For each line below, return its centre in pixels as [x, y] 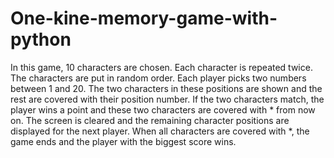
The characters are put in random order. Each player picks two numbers [158, 78]
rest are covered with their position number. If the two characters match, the [167, 99]
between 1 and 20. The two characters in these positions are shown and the [166, 88]
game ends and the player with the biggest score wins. [123, 141]
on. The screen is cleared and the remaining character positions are [150, 120]
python [41, 39]
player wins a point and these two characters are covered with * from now [163, 109]
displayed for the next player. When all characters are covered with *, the [160, 131]
